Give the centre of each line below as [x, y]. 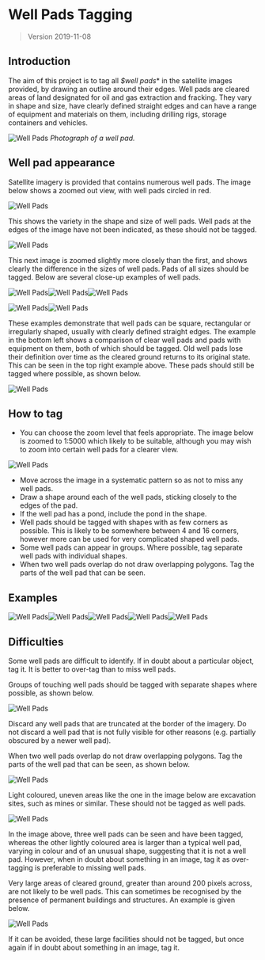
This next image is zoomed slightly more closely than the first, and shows [128, 260]
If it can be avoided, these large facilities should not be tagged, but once [126, 939]
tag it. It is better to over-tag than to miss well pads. [92, 669]
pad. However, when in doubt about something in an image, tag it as [119, 859]
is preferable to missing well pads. [90, 868]
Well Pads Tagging [70, 15]
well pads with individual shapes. [74, 556]
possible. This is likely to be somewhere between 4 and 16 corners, [129, 531]
